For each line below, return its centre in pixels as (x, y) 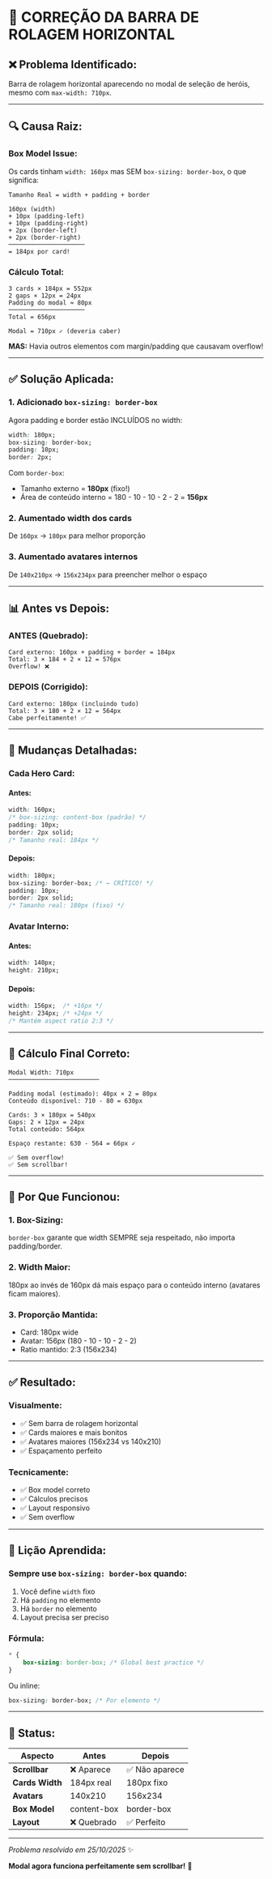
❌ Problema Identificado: (73, 64)
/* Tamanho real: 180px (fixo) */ (67, 906)
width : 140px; (32, 963)
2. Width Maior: (40, 1267)
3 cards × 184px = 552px (50, 288)
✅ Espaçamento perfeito (61, 1450)
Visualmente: (35, 1406)
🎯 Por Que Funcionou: (64, 1197)
